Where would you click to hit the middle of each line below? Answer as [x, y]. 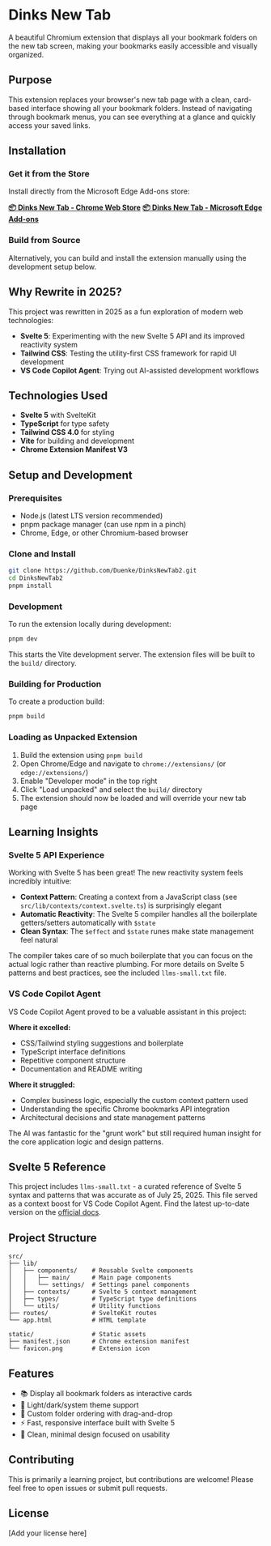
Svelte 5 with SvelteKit [58, 415]
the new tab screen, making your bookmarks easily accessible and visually [133, 45]
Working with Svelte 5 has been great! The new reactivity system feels [126, 873]
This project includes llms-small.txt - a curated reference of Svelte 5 [125, 1186]
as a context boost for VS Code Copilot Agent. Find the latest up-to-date [129, 1203]
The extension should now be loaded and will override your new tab [133, 798]
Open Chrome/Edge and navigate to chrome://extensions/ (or [123, 764]
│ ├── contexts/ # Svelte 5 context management [103, 1292]
